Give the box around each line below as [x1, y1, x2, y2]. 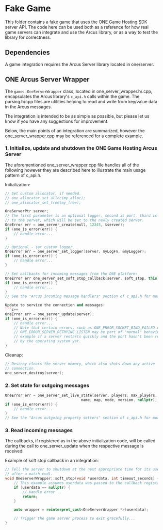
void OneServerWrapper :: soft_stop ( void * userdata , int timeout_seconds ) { [5, 476, 160, 481]
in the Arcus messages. [5, 104, 52, 110]
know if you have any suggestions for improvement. [5, 118, 109, 124]
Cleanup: [5, 352, 23, 358]
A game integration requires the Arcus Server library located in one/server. [5, 61, 154, 67]
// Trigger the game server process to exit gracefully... [14, 516, 136, 521]
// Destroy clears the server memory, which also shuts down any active [5, 361, 155, 366]
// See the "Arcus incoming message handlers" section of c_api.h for [5, 294, 151, 299]
